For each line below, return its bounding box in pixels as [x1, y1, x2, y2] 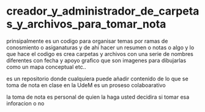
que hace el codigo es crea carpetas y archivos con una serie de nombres [6, 50, 194, 57]
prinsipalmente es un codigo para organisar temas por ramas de [6, 37, 168, 44]
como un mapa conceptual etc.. [6, 63, 87, 71]
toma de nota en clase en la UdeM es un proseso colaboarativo [6, 81, 166, 89]
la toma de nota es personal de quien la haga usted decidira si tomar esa [6, 93, 190, 100]
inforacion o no [6, 99, 45, 107]
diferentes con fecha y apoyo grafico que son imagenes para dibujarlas [6, 57, 187, 64]
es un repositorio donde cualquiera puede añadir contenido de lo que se [6, 75, 188, 82]
